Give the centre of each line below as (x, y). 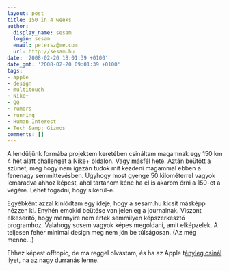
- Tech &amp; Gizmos (37, 128)
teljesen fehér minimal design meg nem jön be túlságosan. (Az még (102, 233)
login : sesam (32, 39)
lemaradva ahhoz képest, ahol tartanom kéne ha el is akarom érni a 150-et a (114, 183)
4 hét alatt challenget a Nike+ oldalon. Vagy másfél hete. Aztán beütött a (109, 161)
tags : (15, 70)
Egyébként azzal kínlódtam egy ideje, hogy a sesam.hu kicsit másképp (107, 203)
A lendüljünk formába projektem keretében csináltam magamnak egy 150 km (115, 154)
